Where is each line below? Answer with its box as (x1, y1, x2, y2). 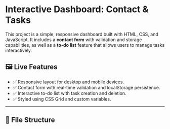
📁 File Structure (5, 116, 55, 124)
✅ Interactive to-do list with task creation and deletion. (12, 90, 126, 96)
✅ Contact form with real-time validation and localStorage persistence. (12, 84, 160, 90)
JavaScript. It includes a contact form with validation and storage (5, 37, 142, 43)
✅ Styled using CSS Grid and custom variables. (12, 95, 111, 102)
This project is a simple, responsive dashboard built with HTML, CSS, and (5, 31, 158, 37)
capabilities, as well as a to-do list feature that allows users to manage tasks (5, 42, 165, 48)
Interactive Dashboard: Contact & (5, 4, 149, 15)
